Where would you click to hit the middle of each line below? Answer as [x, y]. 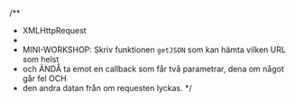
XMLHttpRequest [55, 30]
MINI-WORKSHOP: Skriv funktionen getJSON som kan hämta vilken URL [154, 50]
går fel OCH [45, 79]
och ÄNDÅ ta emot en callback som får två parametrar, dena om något [153, 69]
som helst [41, 59]
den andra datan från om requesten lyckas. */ [107, 88]
